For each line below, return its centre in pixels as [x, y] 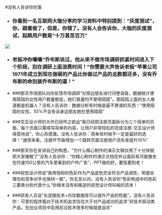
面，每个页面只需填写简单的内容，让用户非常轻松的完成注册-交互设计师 [83, 127]
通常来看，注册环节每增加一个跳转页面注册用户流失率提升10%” [85, 140]
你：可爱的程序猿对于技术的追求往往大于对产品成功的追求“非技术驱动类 [83, 201]
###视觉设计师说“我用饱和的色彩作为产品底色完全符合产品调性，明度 [81, 173]
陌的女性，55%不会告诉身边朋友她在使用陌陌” [58, 111]
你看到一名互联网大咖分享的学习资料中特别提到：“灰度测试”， [84, 21]
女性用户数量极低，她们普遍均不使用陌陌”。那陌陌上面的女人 [90, 99]
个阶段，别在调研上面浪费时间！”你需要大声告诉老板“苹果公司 [84, 67]
